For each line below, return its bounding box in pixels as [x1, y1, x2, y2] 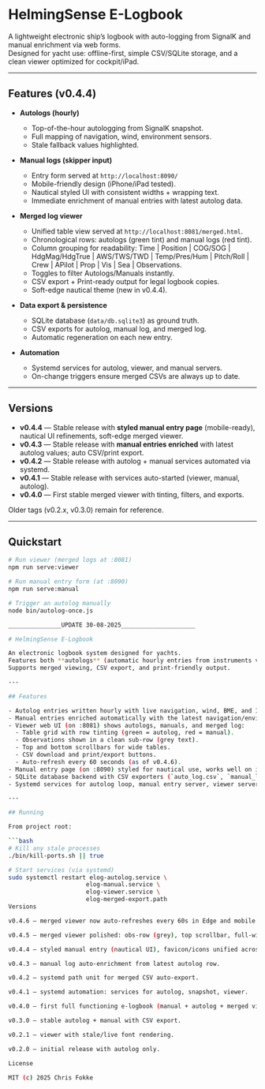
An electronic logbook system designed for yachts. [8, 649, 181, 657]
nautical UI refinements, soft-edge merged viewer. [19, 431, 184, 440]
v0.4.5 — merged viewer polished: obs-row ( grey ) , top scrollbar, [8, 931, 231, 939]
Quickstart [8, 535, 62, 548]
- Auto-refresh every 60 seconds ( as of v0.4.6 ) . [15, 758, 181, 766]
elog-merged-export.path [85, 896, 168, 904]
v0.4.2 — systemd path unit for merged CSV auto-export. [8, 974, 200, 982]
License [8, 1059, 34, 1067]
